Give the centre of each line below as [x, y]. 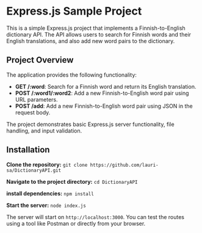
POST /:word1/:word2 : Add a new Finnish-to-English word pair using [102, 93]
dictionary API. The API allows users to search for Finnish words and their [99, 34]
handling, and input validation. [44, 130]
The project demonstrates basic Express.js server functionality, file [91, 124]
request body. [33, 112]
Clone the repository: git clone [47, 164]
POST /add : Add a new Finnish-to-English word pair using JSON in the [104, 106]
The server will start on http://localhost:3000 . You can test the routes [96, 217]
